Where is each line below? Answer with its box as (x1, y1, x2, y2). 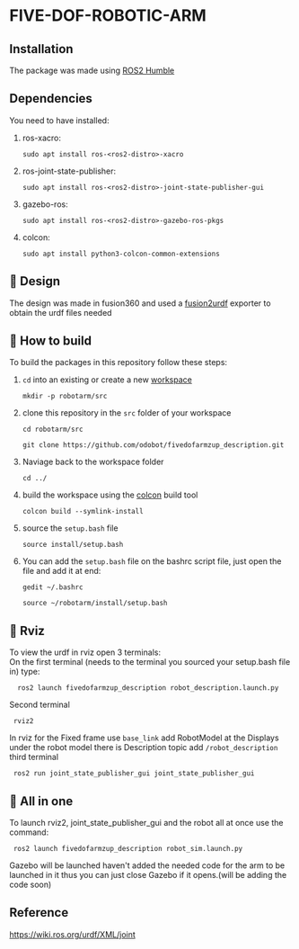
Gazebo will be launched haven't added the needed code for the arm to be (9, 860, 286, 871)
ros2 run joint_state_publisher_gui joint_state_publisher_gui (13, 769, 255, 778)
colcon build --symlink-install (22, 507, 144, 516)
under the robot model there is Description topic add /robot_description (9, 742, 278, 753)
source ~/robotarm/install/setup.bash (22, 599, 168, 608)
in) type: (9, 667, 40, 677)
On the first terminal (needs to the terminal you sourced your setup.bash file (9, 657, 291, 667)
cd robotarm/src (22, 425, 84, 434)
